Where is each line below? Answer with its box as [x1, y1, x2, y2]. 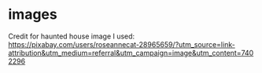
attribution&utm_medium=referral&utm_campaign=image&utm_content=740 [8, 48, 254, 57]
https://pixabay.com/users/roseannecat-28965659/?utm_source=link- [8, 39, 236, 49]
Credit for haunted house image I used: [8, 31, 135, 41]
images [8, 5, 57, 24]
